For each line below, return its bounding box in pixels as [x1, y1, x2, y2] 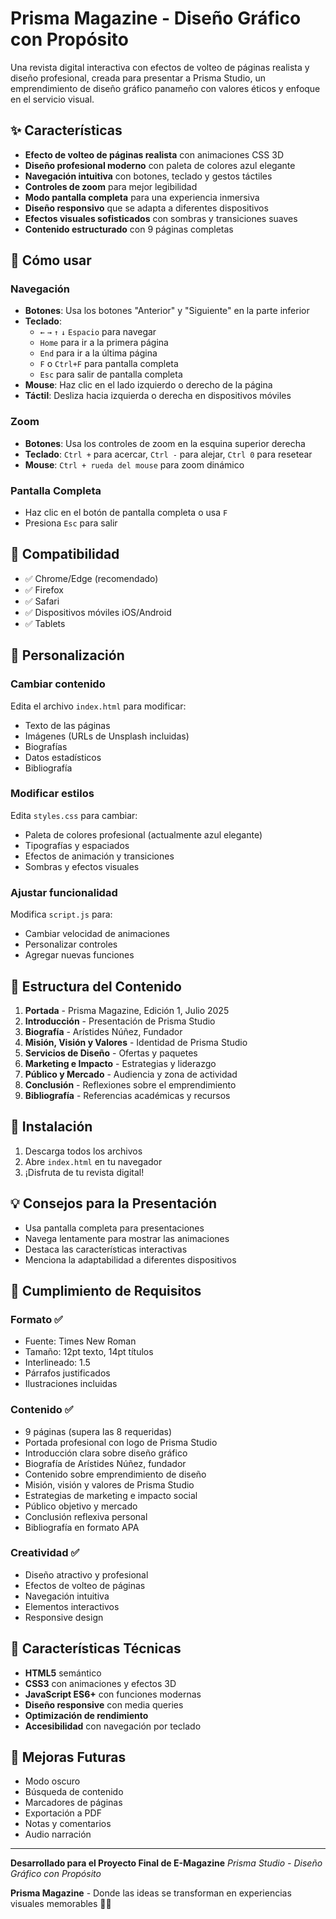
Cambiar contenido [10, 677, 106, 691]
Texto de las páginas [24, 719, 111, 731]
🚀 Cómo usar [10, 252, 92, 269]
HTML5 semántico [24, 1667, 102, 1679]
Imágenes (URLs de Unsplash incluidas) [24, 730, 190, 742]
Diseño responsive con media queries [24, 1698, 184, 1711]
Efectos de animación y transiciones [24, 850, 175, 862]
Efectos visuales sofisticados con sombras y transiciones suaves [24, 212, 298, 224]
